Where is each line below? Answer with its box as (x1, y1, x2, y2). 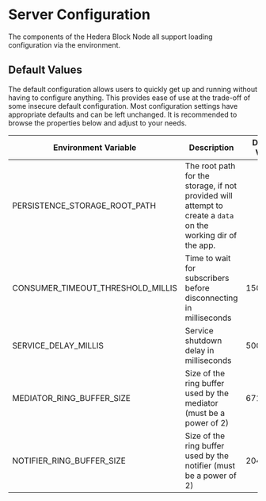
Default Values (8, 64, 83, 77)
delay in (184, 345, 215, 356)
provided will (184, 190, 233, 201)
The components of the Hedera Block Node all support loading (8, 32, 213, 41)
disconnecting (184, 292, 238, 303)
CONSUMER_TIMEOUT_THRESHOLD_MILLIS (12, 282, 178, 293)
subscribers (184, 272, 230, 283)
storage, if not (184, 180, 237, 191)
